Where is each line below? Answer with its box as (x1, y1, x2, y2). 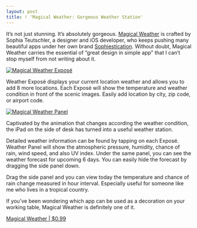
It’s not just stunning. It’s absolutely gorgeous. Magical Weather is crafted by (6, 30, 191, 37)
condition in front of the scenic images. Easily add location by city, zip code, (6, 90, 191, 98)
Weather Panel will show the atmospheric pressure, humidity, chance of (6, 143, 181, 150)
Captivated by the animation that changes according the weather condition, (6, 119, 189, 126)
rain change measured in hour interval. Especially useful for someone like (6, 180, 184, 187)
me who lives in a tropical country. (6, 186, 89, 193)
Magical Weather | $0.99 (6, 215, 66, 222)
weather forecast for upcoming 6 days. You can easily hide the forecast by (6, 156, 187, 163)
